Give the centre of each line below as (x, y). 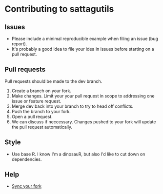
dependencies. (27, 159)
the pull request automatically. (42, 127)
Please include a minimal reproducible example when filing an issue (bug (85, 39)
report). (19, 44)
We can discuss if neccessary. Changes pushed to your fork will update (84, 122)
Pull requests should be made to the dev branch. (53, 81)
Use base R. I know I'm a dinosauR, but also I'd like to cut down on (78, 154)
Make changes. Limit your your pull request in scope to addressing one (83, 96)
